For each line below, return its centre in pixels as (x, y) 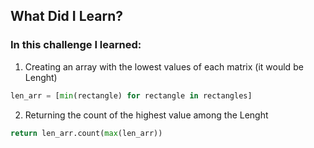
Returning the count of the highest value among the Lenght (146, 115)
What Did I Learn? (66, 16)
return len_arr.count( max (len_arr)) (86, 133)
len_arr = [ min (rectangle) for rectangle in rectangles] (131, 95)
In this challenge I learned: (76, 45)
